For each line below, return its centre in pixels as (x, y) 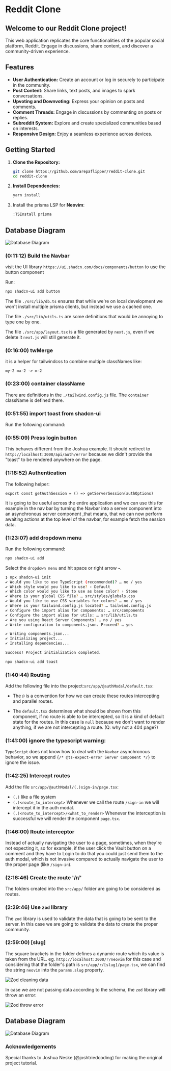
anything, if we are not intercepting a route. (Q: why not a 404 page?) (85, 727)
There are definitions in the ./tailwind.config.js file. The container (77, 395)
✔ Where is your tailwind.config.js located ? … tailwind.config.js (78, 606)
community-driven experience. (38, 51)
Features (20, 67)
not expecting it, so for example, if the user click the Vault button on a (78, 848)
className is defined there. (35, 400)
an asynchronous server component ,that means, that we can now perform (84, 514)
